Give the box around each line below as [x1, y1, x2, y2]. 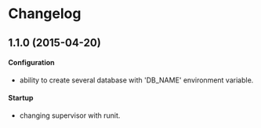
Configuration [8, 58, 55, 68]
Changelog [8, 5, 82, 23]
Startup [8, 93, 34, 103]
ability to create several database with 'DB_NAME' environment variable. [19, 75, 254, 85]
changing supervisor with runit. [19, 111, 121, 120]
